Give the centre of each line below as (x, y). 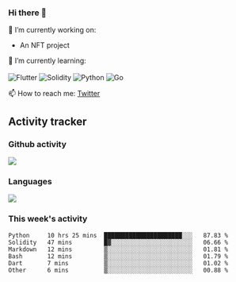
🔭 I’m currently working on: (52, 30)
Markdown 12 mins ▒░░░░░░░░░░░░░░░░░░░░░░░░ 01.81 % (118, 249)
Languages (30, 181)
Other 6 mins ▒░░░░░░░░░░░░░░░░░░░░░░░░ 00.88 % (118, 270)
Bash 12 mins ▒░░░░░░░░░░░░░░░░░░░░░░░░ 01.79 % (118, 256)
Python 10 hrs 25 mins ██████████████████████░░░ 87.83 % (118, 235)
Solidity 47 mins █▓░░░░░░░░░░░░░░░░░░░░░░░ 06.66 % (118, 242)
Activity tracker (48, 121)
